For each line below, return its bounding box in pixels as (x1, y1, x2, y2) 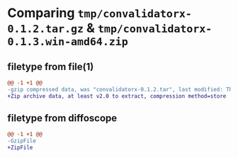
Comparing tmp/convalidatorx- (7, 5, 193, 21)
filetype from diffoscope (7, 112, 118, 125)
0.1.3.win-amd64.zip (7, 35, 129, 49)
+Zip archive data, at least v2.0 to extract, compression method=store (7, 92, 227, 100)
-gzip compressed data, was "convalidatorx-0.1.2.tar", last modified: (7, 86, 223, 93)
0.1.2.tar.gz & (7, 20, 96, 36)
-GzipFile (7, 137, 37, 145)
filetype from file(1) (7, 60, 94, 72)
